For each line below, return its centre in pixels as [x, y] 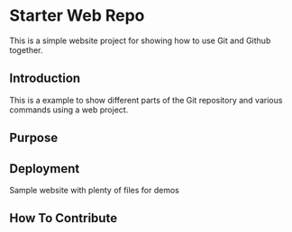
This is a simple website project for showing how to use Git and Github [140, 40]
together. [26, 49]
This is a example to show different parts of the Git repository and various [146, 100]
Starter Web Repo [77, 16]
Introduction [45, 79]
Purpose [34, 138]
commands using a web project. [69, 110]
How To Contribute [64, 218]
